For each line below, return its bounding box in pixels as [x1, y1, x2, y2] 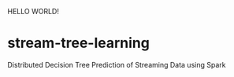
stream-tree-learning [7, 35, 150, 52]
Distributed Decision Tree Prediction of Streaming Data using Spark [7, 60, 226, 69]
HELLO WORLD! [7, 7, 60, 16]
